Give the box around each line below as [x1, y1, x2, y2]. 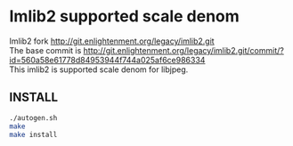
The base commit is [9, 45, 82, 55]
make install [9, 130, 58, 139]
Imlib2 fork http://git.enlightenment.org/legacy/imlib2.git [9, 36, 216, 46]
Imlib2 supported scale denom [9, 6, 240, 27]
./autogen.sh [9, 113, 58, 122]
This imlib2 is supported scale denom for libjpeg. [9, 64, 189, 75]
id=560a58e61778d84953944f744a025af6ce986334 [9, 54, 206, 65]
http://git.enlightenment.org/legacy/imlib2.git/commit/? [83, 45, 285, 55]
